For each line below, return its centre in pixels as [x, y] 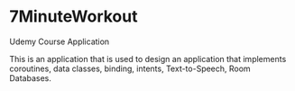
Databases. [31, 77]
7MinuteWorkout [74, 17]
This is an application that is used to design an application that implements [148, 59]
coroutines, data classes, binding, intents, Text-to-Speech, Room [130, 68]
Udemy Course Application [60, 41]
